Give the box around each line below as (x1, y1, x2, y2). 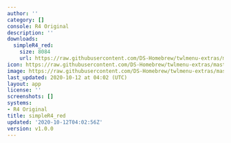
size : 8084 (19, 49, 51, 56)
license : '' (7, 87, 41, 93)
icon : (7, 61, 23, 68)
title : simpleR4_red (7, 112, 67, 119)
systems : (7, 100, 32, 107)
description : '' (7, 29, 54, 36)
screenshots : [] (7, 93, 54, 100)
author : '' (7, 10, 38, 17)
